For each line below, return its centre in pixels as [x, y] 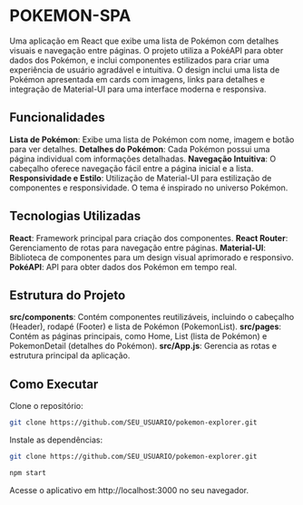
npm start [28, 472]
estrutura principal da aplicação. [70, 355]
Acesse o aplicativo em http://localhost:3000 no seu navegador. [129, 490]
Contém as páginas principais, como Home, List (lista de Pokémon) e [138, 336]
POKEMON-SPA [70, 16]
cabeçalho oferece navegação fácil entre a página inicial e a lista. [132, 168]
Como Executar [54, 384]
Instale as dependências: [56, 440]
